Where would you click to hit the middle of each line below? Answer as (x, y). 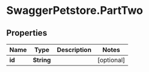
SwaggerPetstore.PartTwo (75, 11)
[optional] (111, 60)
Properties (27, 33)
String (42, 60)
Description (74, 50)
